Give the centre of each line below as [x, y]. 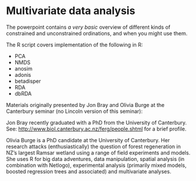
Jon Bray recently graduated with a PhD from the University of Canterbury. [97, 122]
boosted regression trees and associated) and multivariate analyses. [89, 171]
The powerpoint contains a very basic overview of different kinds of [88, 27]
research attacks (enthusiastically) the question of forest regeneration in [93, 146]
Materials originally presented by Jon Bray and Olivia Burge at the [85, 105]
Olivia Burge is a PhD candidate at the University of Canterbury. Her [88, 140]
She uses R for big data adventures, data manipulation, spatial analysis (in [95, 159]
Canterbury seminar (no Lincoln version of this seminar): [74, 111]
